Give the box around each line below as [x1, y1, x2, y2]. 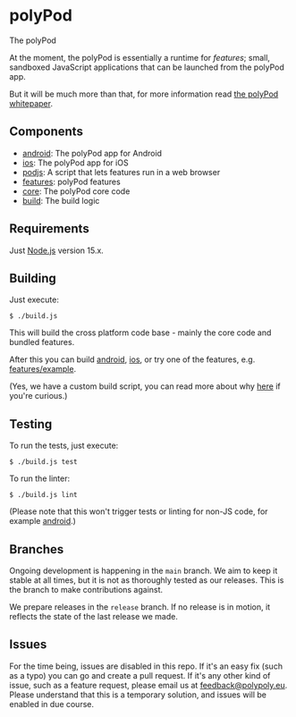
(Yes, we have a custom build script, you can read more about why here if [9, 381, 281, 392]
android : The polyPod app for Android [21, 148, 163, 158]
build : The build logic [21, 195, 100, 206]
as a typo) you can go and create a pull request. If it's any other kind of [9, 670, 271, 680]
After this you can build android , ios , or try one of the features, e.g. [9, 354, 256, 365]
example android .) [9, 516, 76, 527]
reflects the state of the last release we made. [9, 612, 179, 621]
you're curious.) [9, 391, 68, 401]
